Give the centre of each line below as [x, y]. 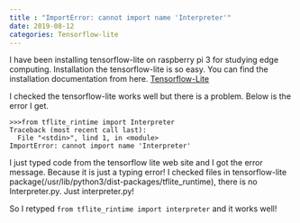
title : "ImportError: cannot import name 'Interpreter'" [120, 18]
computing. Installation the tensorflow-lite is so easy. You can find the [139, 69]
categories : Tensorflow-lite [64, 34]
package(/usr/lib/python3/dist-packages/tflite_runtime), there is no [134, 182]
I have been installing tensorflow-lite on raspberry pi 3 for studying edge [144, 60]
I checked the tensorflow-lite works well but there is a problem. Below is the [150, 96]
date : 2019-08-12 [42, 26]
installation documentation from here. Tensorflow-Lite [109, 79]
